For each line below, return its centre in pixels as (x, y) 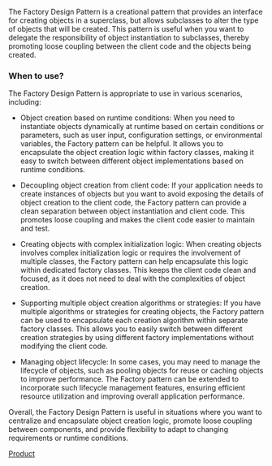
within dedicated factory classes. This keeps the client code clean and (138, 270)
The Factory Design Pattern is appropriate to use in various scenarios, (125, 93)
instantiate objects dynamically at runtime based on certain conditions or (142, 127)
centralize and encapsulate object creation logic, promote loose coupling (130, 421)
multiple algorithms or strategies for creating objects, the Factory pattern (142, 312)
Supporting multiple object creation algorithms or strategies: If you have (140, 303)
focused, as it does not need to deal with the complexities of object (133, 278)
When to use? (36, 76)
